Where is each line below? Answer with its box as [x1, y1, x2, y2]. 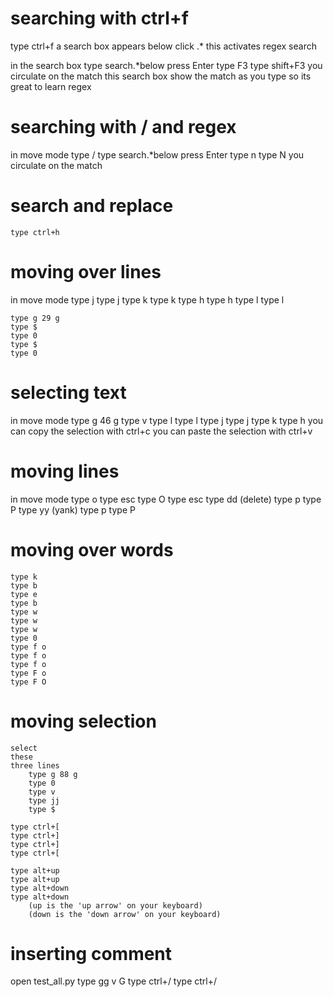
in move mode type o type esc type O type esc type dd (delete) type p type [10, 493, 322, 505]
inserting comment [10, 942, 173, 965]
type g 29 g [10, 313, 60, 323]
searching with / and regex [10, 116, 237, 139]
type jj [28, 795, 60, 806]
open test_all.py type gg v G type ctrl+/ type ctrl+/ [10, 975, 218, 987]
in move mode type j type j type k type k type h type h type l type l [10, 293, 285, 306]
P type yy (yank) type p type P [10, 503, 136, 516]
